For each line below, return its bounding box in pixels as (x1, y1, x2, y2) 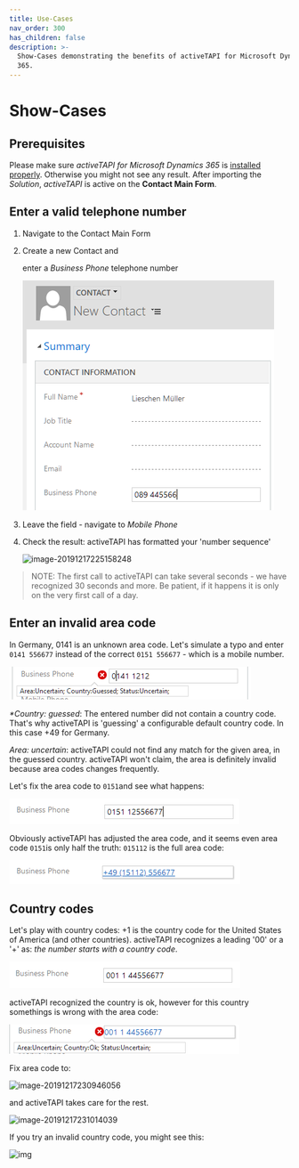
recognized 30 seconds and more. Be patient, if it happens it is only (30, 580, 279, 591)
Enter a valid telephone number (9, 205, 187, 220)
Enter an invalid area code (9, 615, 157, 631)
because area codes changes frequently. (9, 763, 160, 774)
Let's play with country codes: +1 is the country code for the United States (9, 925, 282, 936)
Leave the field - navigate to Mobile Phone (21, 519, 178, 530)
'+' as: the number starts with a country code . (9, 944, 178, 954)
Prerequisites (9, 136, 85, 151)
